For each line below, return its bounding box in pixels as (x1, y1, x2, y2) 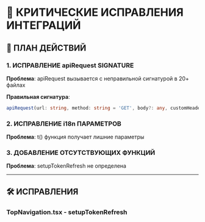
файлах (6, 81, 26, 88)
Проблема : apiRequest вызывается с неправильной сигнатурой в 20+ (6, 74, 189, 82)
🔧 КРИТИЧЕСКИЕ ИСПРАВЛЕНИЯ (6, 5, 184, 20)
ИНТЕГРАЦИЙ (6, 18, 81, 32)
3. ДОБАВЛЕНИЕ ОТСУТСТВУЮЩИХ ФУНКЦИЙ (6, 148, 156, 157)
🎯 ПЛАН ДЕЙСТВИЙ (6, 43, 87, 53)
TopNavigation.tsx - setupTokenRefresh (6, 207, 128, 216)
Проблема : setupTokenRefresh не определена (6, 162, 127, 170)
